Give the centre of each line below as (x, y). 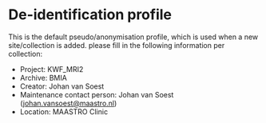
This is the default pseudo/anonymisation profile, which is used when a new (133, 37)
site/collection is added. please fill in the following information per (117, 45)
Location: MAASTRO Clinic (64, 111)
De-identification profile (90, 15)
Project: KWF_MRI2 (52, 69)
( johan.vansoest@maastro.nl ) (68, 103)
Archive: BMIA (44, 77)
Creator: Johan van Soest (62, 86)
